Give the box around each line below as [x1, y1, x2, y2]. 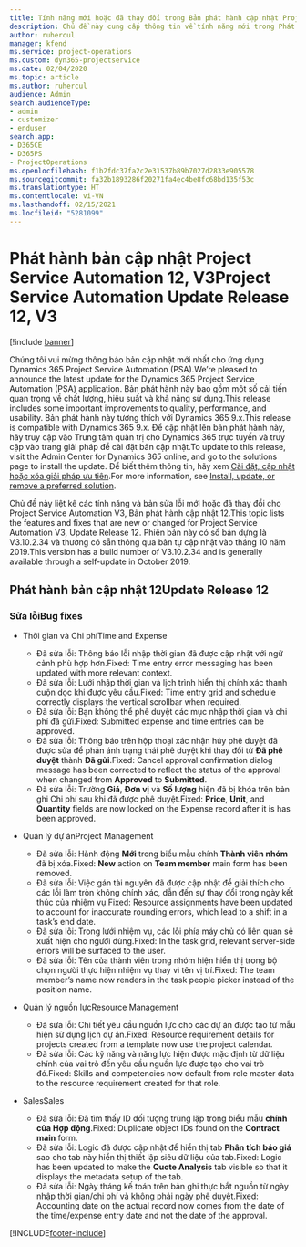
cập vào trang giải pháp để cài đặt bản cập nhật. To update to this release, [9, 441, 286, 452]
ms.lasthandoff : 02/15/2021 [9, 200, 117, 210]
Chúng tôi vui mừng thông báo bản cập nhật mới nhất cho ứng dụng [9, 353, 264, 365]
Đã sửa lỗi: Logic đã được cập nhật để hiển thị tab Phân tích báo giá [36, 1142, 291, 1153]
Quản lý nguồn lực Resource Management [22, 1001, 179, 1013]
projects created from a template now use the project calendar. [36, 1039, 273, 1050]
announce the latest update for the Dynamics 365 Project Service [9, 373, 255, 384]
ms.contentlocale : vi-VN [9, 192, 104, 201]
